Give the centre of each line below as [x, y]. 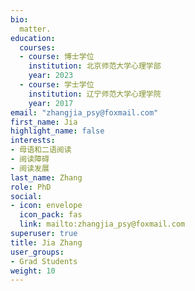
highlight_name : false [57, 131]
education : [33, 38]
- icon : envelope [46, 206]
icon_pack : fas [51, 215]
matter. [35, 29]
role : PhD [31, 187]
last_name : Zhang [46, 177]
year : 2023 [51, 76]
